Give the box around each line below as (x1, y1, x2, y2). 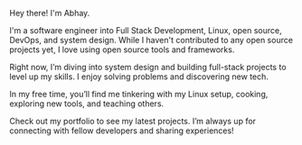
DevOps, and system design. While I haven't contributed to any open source (9, 35, 294, 45)
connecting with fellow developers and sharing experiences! (9, 125, 234, 136)
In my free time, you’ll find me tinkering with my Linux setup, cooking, (9, 89, 269, 99)
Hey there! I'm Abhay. (9, 8, 90, 18)
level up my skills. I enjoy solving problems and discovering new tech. (9, 71, 269, 82)
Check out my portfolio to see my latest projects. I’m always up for (9, 116, 256, 126)
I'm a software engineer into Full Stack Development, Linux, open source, (9, 25, 282, 35)
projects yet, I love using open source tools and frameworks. (9, 44, 235, 55)
